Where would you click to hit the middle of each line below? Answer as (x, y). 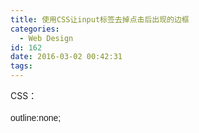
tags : (21, 66)
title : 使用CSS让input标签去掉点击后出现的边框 (100, 19)
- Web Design (46, 38)
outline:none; (36, 117)
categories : (35, 29)
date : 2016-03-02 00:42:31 (66, 57)
